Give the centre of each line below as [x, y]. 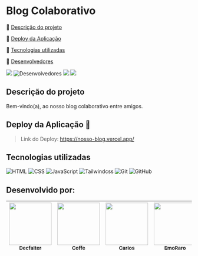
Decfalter [30, 248]
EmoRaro [175, 248]
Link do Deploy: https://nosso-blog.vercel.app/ [77, 139]
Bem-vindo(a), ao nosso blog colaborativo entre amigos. [75, 106]
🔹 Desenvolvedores [30, 61]
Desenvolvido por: [41, 190]
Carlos [127, 248]
